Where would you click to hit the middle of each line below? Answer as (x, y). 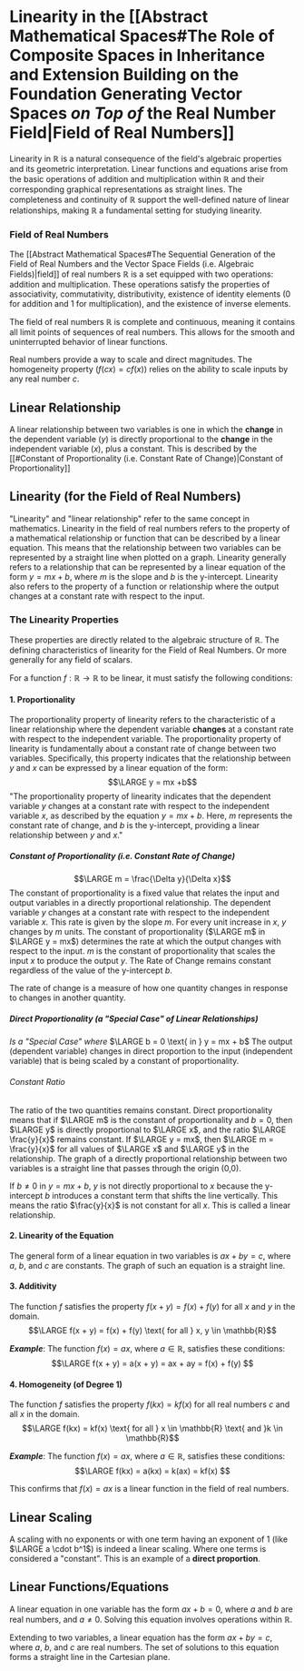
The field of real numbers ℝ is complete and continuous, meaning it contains (152, 322)
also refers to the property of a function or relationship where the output (144, 586)
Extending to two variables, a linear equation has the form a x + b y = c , (141, 1637)
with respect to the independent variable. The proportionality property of (145, 739)
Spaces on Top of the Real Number (143, 113)
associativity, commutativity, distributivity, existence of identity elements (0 (150, 294)
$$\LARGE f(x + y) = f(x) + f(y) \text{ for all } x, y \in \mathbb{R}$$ (152, 1330)
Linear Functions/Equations (89, 1587)
